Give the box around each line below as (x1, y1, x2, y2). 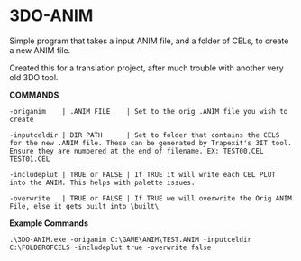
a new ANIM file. (9, 44, 71, 55)
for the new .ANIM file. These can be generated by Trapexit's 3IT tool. (9, 138, 293, 147)
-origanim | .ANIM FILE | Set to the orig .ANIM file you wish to (9, 107, 288, 116)
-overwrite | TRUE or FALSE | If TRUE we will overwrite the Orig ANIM (9, 193, 293, 203)
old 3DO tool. (9, 71, 59, 82)
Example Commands (9, 218, 88, 228)
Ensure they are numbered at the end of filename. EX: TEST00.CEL (9, 146, 264, 155)
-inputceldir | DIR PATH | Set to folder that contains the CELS (9, 130, 280, 140)
